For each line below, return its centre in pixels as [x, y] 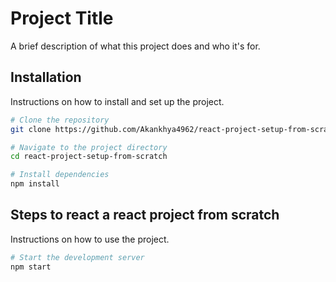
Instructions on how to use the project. [90, 239]
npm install [35, 184]
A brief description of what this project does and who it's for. [135, 46]
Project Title [62, 18]
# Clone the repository [60, 120]
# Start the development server [77, 257]
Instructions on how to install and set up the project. [117, 101]
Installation [46, 77]
